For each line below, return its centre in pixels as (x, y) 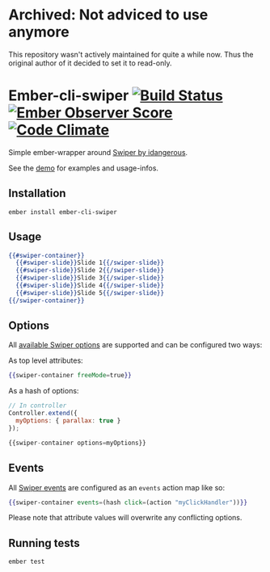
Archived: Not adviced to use (108, 15)
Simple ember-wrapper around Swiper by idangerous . (98, 152)
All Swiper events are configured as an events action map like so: (116, 487)
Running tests (44, 543)
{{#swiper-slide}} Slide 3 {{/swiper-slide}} (90, 278)
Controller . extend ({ (43, 414)
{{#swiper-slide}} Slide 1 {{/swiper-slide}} (90, 263)
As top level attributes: (46, 360)
